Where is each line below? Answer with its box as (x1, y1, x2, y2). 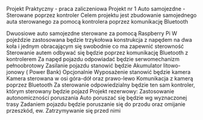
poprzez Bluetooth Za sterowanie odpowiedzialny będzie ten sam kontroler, (6, 81, 196, 88)
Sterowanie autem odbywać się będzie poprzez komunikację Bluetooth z (6, 49, 188, 56)
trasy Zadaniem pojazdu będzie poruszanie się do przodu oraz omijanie (6, 101, 186, 108)
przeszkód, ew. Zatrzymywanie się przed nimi (6, 107, 121, 114)
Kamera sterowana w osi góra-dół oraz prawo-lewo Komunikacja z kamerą (6, 75, 193, 82)
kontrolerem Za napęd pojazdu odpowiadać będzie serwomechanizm (6, 56, 180, 62)
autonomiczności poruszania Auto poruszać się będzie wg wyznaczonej (6, 94, 187, 101)
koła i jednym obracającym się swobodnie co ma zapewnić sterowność (6, 42, 184, 50)
